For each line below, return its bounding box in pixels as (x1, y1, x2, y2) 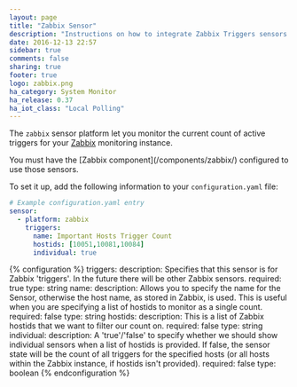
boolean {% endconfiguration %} (9, 367, 130, 378)
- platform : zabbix (17, 215, 90, 224)
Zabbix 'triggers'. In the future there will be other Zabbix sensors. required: (9, 273, 282, 284)
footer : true (9, 71, 58, 80)
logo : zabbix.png (9, 79, 74, 88)
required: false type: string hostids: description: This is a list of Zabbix (9, 312, 264, 322)
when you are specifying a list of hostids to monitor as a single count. (9, 302, 263, 312)
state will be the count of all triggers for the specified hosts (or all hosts (9, 349, 270, 359)
